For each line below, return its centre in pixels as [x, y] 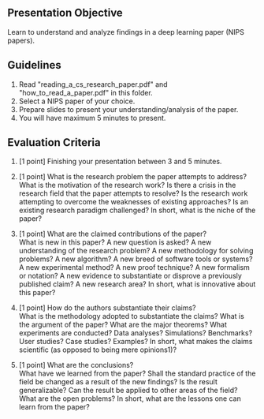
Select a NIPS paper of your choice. [77, 101]
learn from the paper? [54, 407]
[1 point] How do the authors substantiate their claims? [107, 308]
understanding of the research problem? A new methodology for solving [136, 251]
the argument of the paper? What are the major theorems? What [123, 325]
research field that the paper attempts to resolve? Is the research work [133, 193]
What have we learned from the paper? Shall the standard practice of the [137, 373]
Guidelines [34, 65]
